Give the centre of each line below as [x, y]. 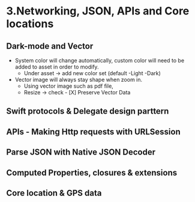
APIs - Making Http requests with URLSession [94, 131]
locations [30, 24]
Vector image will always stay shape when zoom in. [79, 80]
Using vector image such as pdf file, [69, 86]
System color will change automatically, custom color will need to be [100, 60]
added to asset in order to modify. [57, 67]
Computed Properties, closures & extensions [92, 173]
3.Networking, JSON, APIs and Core [98, 11]
